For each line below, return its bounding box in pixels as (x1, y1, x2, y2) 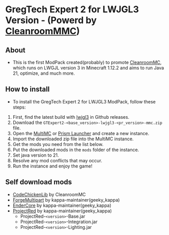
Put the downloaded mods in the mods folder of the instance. (12, 146, 139, 153)
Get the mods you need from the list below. (12, 141, 104, 147)
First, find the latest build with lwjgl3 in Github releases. (12, 114, 130, 120)
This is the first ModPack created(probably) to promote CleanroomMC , (12, 59, 162, 65)
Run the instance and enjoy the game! (12, 163, 93, 169)
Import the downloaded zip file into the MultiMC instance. (12, 136, 134, 142)
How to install (5, 85, 50, 94)
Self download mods (5, 178, 73, 186)
